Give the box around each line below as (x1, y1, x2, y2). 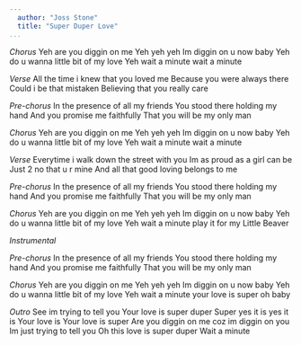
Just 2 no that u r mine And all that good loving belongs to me (9, 164, 238, 174)
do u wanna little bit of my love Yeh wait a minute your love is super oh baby (9, 288, 291, 299)
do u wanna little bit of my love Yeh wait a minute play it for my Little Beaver (9, 217, 289, 228)
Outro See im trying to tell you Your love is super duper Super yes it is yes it (9, 306, 289, 317)
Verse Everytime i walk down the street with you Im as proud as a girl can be (9, 154, 293, 164)
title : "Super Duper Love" (17, 22, 119, 31)
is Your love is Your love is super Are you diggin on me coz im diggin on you (9, 315, 290, 326)
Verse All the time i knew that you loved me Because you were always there (9, 73, 289, 84)
